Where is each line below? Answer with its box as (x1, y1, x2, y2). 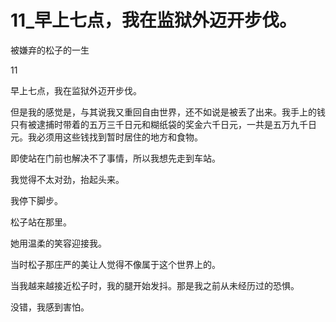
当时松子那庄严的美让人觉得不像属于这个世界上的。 (10, 258, 221, 270)
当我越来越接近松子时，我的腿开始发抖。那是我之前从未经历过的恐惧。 (10, 279, 300, 291)
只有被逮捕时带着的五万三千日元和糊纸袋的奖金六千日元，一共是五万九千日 (10, 118, 317, 130)
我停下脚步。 (10, 194, 63, 206)
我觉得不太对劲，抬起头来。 (10, 173, 125, 185)
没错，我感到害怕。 (10, 301, 90, 313)
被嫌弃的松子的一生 (10, 44, 90, 56)
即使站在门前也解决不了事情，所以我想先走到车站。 (10, 152, 221, 164)
